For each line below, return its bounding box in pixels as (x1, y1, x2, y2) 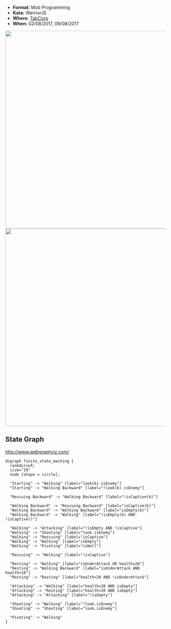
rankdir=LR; (10, 463, 36, 468)
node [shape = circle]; (10, 472, 60, 477)
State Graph (5, 435, 44, 444)
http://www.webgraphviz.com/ (5, 448, 70, 455)
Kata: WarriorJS (12, 10, 47, 16)
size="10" (10, 467, 31, 472)
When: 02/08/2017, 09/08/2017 (12, 20, 79, 27)
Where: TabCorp (12, 15, 48, 21)
